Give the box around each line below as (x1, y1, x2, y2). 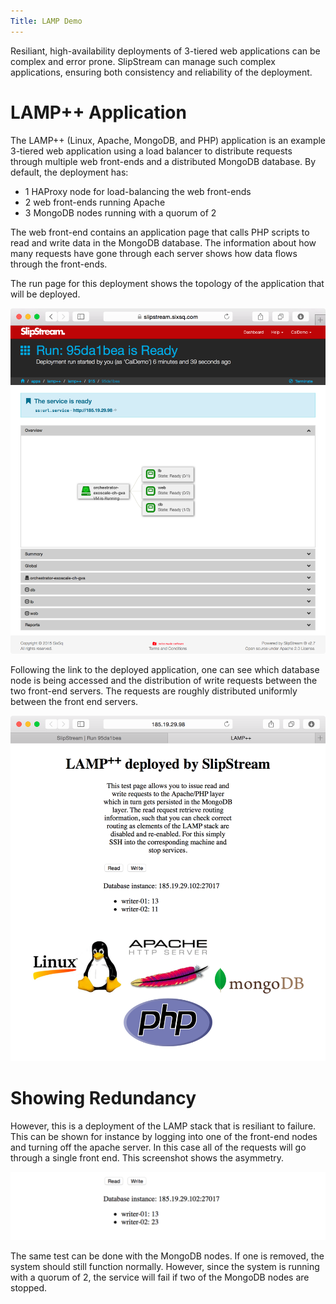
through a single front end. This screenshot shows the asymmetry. (10, 1151, 285, 1164)
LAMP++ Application (10, 101, 187, 124)
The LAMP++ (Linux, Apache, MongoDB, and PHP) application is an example (10, 134, 327, 146)
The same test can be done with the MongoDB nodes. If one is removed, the (10, 1250, 325, 1262)
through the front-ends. (10, 258, 108, 270)
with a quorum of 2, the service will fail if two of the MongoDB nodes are (10, 1271, 310, 1284)
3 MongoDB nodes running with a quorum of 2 (24, 206, 217, 219)
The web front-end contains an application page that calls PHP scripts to (10, 226, 310, 238)
